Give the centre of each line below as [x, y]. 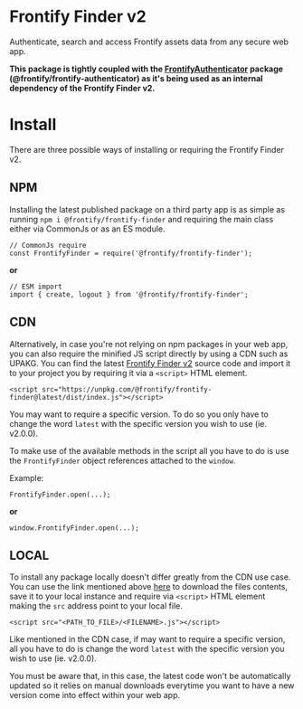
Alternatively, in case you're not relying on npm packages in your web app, [149, 344]
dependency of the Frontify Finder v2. [82, 88]
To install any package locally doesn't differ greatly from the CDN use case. [150, 577]
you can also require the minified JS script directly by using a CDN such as [149, 354]
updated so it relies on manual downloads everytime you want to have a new [152, 685]
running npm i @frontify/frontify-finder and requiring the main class [142, 219]
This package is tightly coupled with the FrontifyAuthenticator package [146, 69]
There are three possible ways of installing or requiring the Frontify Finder [147, 149]
